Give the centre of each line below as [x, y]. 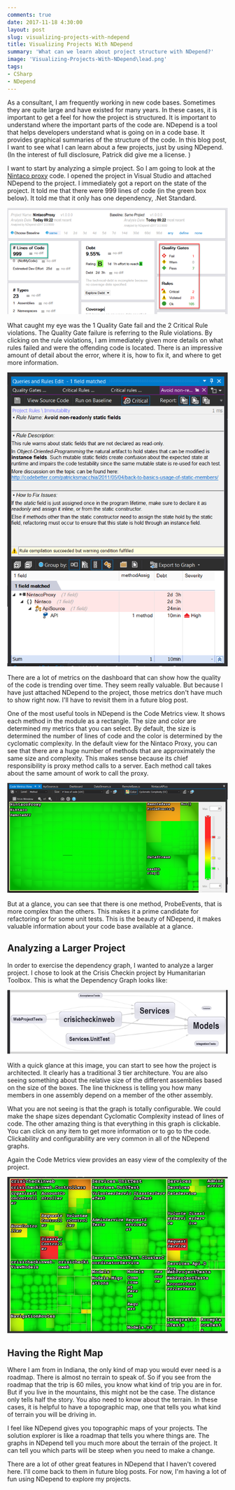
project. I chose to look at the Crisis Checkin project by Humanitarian [107, 973]
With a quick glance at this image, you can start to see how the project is [112, 1065]
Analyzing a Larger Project [66, 949]
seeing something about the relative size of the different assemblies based [115, 1080]
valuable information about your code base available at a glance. [100, 926]
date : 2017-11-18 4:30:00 [45, 22]
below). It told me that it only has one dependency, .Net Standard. [102, 198]
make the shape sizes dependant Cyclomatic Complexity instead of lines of [116, 1116]
